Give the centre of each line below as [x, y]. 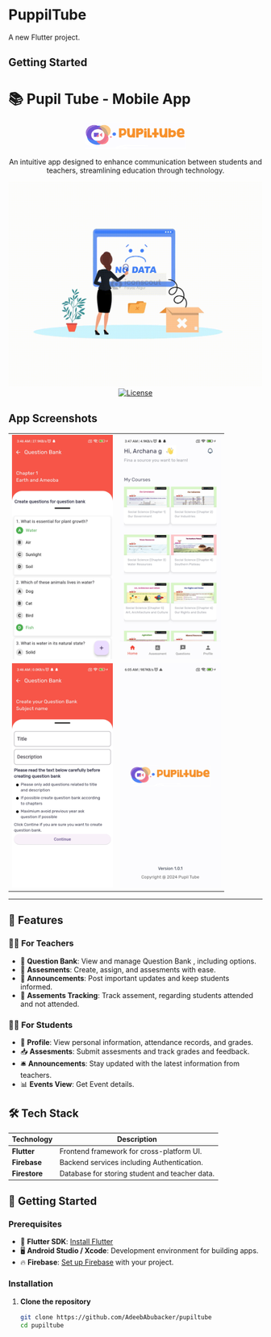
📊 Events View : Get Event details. [77, 1084]
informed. [36, 987]
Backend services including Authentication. [131, 1162]
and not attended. [50, 1004]
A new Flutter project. [44, 37]
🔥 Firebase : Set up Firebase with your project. [97, 1262]
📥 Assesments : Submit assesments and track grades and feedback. [135, 1051]
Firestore [27, 1174]
